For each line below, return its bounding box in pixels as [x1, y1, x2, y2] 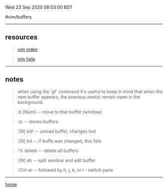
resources [5, 33, 37, 41]
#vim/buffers [5, 14, 32, 19]
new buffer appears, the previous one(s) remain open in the [17, 93, 140, 99]
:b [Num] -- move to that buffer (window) [17, 108, 102, 114]
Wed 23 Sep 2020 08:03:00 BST [5, 4, 72, 10]
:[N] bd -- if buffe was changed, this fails [17, 137, 102, 144]
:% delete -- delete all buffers [17, 147, 78, 153]
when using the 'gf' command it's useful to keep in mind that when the [17, 88, 163, 94]
